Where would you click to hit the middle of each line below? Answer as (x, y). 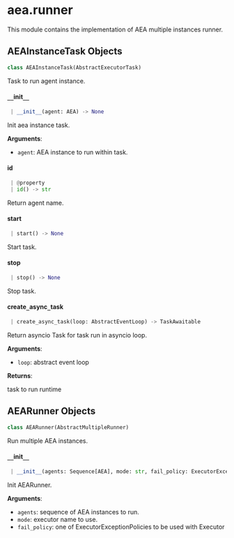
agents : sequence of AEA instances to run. (78, 511)
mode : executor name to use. (57, 519)
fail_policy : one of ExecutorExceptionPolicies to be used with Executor (121, 527)
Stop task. (22, 291)
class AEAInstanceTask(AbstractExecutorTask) (74, 67)
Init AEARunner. (30, 485)
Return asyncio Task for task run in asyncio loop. (77, 335)
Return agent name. (36, 203)
